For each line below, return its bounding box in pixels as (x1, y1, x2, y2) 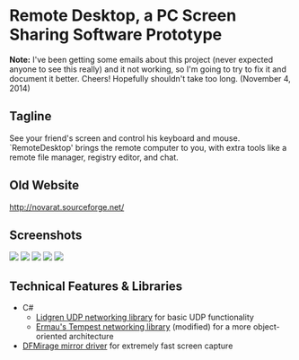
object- (252, 321, 280, 332)
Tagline (9, 109, 52, 124)
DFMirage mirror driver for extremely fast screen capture (22, 340, 233, 351)
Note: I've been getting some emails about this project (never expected (9, 54, 274, 65)
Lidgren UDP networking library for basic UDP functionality (35, 312, 254, 323)
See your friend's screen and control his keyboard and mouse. (9, 132, 241, 144)
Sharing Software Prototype (9, 24, 223, 45)
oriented (35, 331, 67, 342)
